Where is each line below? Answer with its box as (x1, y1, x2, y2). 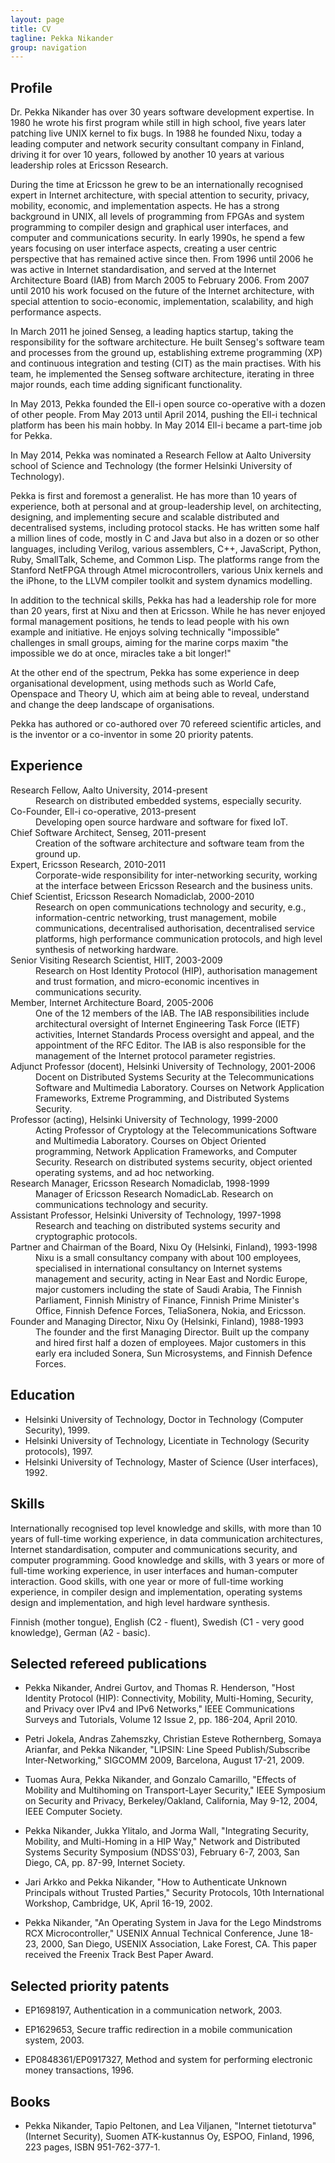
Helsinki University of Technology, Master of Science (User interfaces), (24, 1456, 319, 1468)
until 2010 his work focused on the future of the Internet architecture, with (10, 285, 315, 297)
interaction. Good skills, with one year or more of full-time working (10, 1575, 284, 1587)
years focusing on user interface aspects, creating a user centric (10, 242, 278, 255)
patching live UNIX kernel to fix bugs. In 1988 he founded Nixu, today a (10, 127, 303, 140)
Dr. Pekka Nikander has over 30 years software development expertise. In (10, 106, 315, 118)
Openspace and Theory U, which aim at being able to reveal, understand (10, 688, 310, 700)
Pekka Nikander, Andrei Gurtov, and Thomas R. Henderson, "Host (24, 1682, 295, 1694)
